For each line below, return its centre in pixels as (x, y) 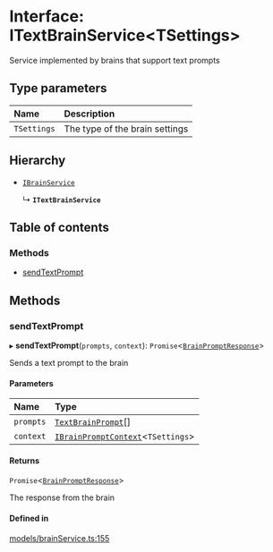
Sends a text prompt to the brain (69, 362)
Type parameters (58, 88)
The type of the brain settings (126, 129)
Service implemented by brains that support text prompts (115, 60)
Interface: (47, 17)
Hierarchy (38, 161)
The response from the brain (62, 497)
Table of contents (59, 227)
